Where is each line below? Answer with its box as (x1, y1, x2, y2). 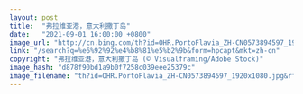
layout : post (9, 13, 59, 22)
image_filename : (9, 72, 70, 81)
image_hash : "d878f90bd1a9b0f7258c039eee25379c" (9, 64, 196, 73)
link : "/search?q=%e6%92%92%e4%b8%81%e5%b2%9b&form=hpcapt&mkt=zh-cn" (9, 47, 280, 56)
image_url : (9, 38, 50, 47)
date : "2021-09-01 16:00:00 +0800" (9, 30, 151, 38)
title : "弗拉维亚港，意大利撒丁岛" (9, 21, 131, 30)
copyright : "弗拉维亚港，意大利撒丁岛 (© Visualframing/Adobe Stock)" (9, 55, 264, 64)
